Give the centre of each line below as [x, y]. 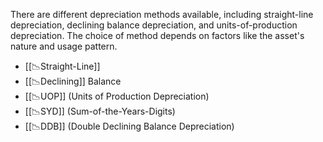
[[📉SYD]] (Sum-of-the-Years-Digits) [100, 111]
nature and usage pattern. [64, 46]
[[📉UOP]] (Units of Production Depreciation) [117, 96]
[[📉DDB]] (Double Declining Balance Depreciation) [129, 126]
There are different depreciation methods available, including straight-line [162, 14]
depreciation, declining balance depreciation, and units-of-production [154, 25]
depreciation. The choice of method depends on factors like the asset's [157, 35]
